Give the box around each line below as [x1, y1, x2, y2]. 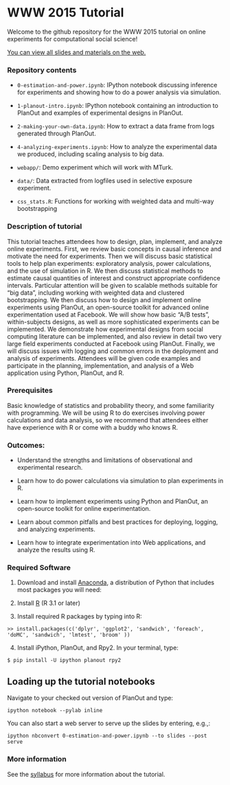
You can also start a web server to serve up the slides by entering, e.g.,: [7, 719, 211, 727]
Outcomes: [7, 440, 45, 450]
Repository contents [7, 65, 77, 75]
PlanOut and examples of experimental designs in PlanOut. [16, 109, 183, 117]
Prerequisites [7, 386, 53, 396]
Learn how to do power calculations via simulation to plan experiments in [16, 477, 224, 485]
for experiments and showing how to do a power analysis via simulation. [16, 88, 222, 97]
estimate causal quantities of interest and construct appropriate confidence [7, 273, 221, 282]
